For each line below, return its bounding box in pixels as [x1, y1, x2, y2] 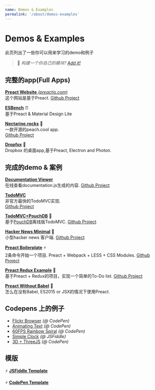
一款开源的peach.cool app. [5, 127, 60, 132]
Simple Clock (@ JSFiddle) [12, 333, 66, 339]
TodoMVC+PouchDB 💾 [5, 213, 52, 219]
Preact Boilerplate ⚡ [5, 245, 46, 251]
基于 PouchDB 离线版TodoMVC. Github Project [5, 219, 97, 225]
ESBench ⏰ [5, 105, 28, 111]
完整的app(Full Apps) [5, 76, 70, 84]
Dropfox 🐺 [5, 142, 26, 148]
